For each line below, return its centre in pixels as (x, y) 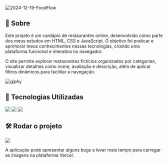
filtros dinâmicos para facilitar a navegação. (50, 71)
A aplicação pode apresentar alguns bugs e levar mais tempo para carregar (83, 150)
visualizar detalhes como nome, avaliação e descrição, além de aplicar (78, 66)
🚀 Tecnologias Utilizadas (44, 97)
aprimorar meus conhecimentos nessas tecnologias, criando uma (72, 46)
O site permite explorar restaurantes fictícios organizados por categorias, (81, 61)
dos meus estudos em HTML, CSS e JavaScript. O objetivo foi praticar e (79, 40)
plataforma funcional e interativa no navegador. (54, 51)
